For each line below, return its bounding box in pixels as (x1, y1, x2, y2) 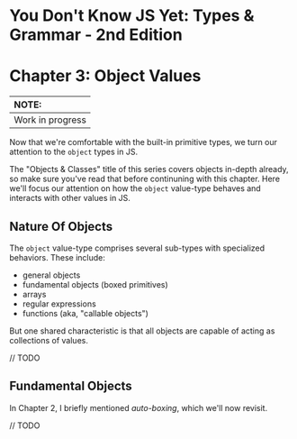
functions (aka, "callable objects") (22, 307, 148, 318)
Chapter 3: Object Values (9, 66, 202, 87)
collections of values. (9, 334, 88, 345)
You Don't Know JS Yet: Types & (9, 5, 255, 26)
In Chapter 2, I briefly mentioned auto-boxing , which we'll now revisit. (9, 402, 268, 413)
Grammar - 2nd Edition (9, 24, 183, 45)
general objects (22, 270, 81, 280)
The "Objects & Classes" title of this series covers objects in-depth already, (9, 164, 290, 175)
